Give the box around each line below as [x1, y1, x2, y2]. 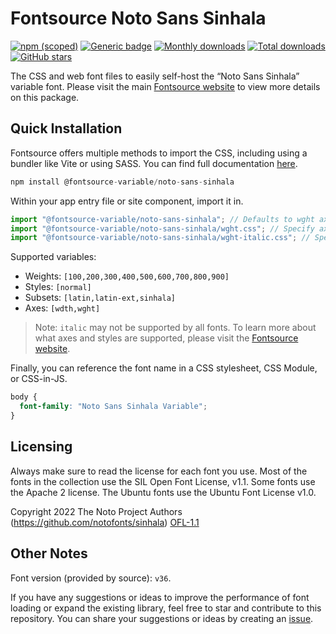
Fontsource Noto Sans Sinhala [10, 7, 267, 30]
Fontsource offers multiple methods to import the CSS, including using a [10, 147, 308, 159]
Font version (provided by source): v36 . [10, 572, 172, 584]
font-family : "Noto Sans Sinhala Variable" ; [19, 402, 208, 412]
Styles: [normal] [24, 281, 92, 293]
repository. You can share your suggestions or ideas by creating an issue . [10, 612, 314, 624]
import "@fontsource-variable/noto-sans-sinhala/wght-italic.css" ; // [10, 233, 311, 243]
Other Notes [10, 545, 88, 562]
